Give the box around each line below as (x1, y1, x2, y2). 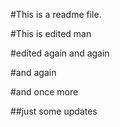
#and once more (10, 86, 79, 98)
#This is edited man (10, 28, 92, 39)
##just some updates (10, 105, 98, 117)
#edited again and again (10, 47, 110, 59)
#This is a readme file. (10, 9, 102, 20)
